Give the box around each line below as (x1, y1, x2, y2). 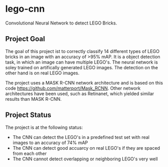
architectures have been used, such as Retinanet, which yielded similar (5, 90, 154, 97)
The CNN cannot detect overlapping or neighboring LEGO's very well (12, 156, 158, 162)
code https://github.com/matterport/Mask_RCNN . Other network (5, 85, 141, 91)
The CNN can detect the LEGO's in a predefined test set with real (12, 134, 150, 140)
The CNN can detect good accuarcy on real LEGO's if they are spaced (12, 145, 160, 151)
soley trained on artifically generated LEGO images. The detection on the (5, 64, 158, 70)
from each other (12, 150, 47, 156)
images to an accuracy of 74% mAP (12, 140, 88, 146)
